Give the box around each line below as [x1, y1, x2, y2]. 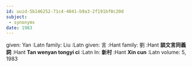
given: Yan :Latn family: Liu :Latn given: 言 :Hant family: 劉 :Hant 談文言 [6, 41, 176, 48]
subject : [6, 14, 27, 20]
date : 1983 [6, 24, 33, 31]
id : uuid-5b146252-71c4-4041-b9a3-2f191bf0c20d [6, 8, 124, 15]
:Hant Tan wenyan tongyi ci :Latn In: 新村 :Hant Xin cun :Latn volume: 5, [12, 49, 187, 56]
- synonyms [8, 19, 35, 25]
